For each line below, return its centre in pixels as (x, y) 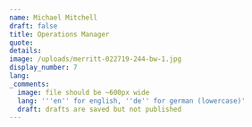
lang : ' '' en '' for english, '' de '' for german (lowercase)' (131, 101)
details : (25, 51)
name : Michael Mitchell (54, 17)
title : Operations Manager (59, 34)
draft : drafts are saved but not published (99, 109)
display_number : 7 (43, 68)
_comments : (29, 84)
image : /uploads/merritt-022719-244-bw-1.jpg (95, 59)
